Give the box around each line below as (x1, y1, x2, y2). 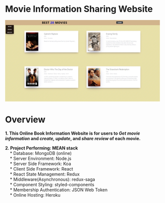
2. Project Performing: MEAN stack (5, 145, 78, 151)
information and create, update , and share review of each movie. (5, 135, 141, 141)
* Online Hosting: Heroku (9, 192, 60, 198)
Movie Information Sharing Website (5, 3, 153, 15)
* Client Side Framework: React (9, 166, 74, 172)
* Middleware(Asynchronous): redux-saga (9, 176, 95, 182)
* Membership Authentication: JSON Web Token (9, 187, 108, 193)
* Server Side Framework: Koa (9, 161, 71, 167)
